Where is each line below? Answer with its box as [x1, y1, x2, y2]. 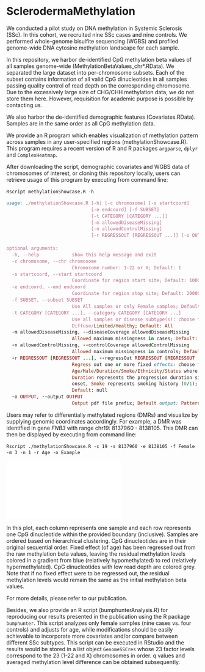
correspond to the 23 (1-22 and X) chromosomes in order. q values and [6, 652, 185, 659]
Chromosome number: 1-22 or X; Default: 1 [71, 264, 182, 271]
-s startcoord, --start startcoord [12, 271, 103, 277]
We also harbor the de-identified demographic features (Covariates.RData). [6, 113, 196, 121]
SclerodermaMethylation [6, 4, 135, 18]
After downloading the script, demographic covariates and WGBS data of [6, 163, 190, 170]
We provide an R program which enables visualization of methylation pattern [6, 132, 198, 139]
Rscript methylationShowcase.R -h [6, 189, 95, 195]
